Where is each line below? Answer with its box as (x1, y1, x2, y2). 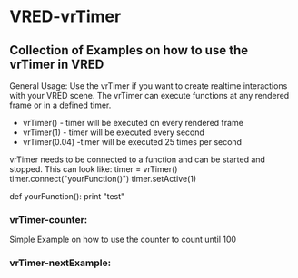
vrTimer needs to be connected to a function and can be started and (9, 154, 266, 165)
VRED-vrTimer (9, 6, 122, 27)
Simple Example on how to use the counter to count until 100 (9, 234, 237, 245)
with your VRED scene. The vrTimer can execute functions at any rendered (9, 91, 290, 101)
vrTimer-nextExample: (9, 256, 112, 269)
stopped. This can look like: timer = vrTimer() (9, 164, 178, 174)
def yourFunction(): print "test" (9, 191, 125, 201)
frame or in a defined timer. (9, 100, 112, 110)
